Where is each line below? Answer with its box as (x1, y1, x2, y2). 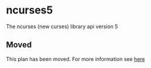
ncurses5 (6, 4, 54, 17)
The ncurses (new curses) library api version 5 (6, 23, 118, 30)
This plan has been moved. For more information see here (6, 55, 145, 62)
